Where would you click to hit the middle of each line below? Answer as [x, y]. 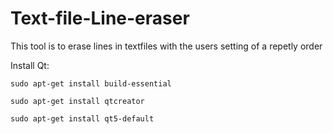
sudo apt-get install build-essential [91, 83]
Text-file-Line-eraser [100, 18]
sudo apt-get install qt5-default [82, 118]
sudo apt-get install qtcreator [77, 101]
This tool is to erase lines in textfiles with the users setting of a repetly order [166, 46]
